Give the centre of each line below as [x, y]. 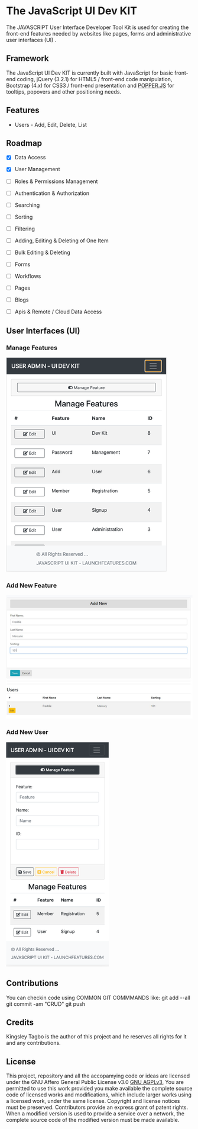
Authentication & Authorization [52, 193]
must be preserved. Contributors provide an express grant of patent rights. [97, 1107]
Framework [27, 58]
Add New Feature [32, 585]
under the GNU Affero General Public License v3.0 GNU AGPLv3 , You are [95, 1082]
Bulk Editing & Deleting [42, 252]
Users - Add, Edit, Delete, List [51, 124]
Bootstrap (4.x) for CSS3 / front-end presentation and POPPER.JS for [90, 85]
